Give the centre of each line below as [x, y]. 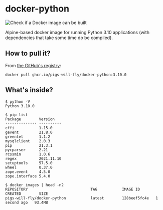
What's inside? [29, 90]
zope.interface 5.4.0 [28, 176]
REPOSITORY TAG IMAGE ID [73, 189]
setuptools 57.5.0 [29, 163]
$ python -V [18, 101]
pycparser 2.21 [27, 150]
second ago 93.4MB [27, 202]
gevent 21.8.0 [29, 132]
